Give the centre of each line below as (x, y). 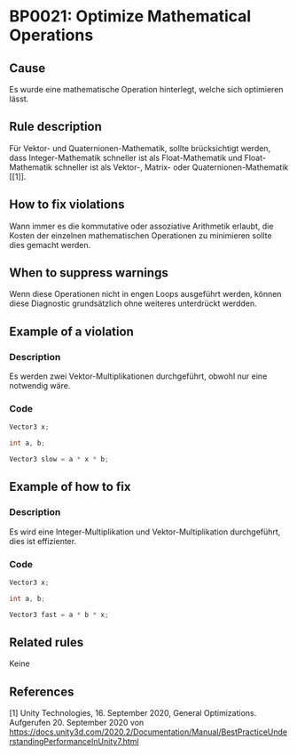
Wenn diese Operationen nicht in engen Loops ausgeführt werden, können (145, 294)
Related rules (47, 643)
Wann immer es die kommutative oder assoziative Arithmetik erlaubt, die (141, 226)
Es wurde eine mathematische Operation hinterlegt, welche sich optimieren (146, 89)
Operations (51, 35)
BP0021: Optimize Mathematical (130, 16)
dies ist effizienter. (43, 541)
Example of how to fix (70, 487)
